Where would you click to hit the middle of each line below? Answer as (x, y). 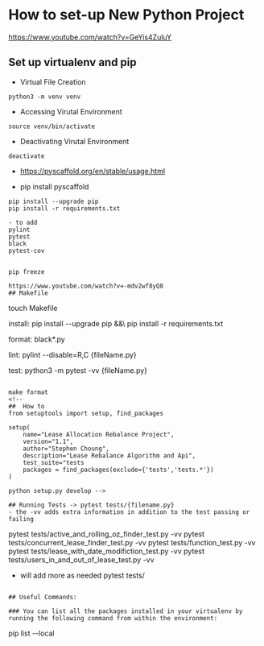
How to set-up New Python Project (126, 15)
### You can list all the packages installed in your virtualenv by (126, 611)
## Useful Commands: (43, 597)
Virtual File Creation (53, 81)
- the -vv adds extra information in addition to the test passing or (129, 512)
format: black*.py (37, 339)
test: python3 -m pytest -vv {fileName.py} (78, 370)
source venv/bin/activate (52, 126)
